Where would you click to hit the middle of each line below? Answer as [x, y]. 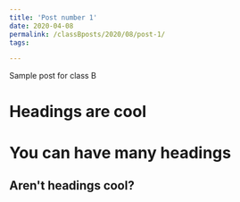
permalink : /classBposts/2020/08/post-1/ [87, 34]
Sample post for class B [53, 76]
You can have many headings [120, 152]
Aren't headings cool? [72, 185]
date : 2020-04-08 [41, 26]
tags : [19, 42]
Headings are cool [78, 112]
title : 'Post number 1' [54, 17]
